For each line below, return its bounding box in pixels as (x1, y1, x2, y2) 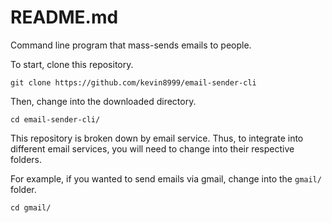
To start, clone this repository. (10, 58, 134, 70)
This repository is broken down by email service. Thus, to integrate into (10, 132, 304, 144)
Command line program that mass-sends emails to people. (10, 39, 252, 51)
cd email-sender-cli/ (10, 114, 101, 125)
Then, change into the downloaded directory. (10, 95, 197, 107)
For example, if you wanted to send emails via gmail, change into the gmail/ (10, 172, 322, 185)
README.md (10, 6, 119, 29)
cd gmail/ (10, 202, 52, 213)
